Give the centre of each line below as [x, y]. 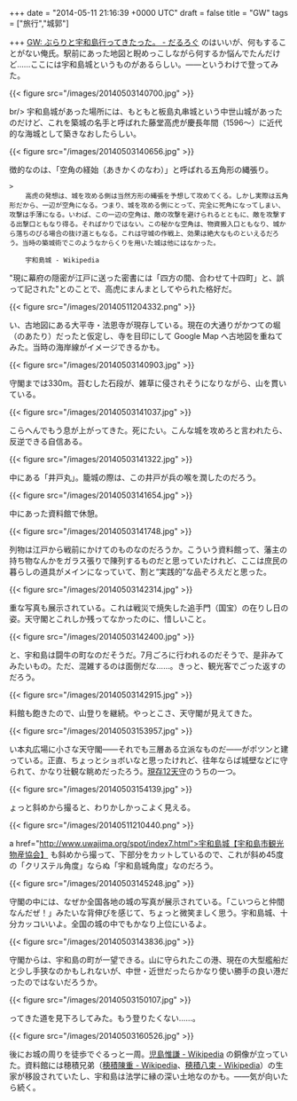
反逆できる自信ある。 [48, 441]
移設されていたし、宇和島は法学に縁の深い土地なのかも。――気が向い [152, 1076]
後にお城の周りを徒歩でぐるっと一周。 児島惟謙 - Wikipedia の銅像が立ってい [148, 1054]
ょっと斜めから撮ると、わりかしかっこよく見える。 [102, 807]
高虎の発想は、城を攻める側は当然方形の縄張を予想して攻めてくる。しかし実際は [150, 196]
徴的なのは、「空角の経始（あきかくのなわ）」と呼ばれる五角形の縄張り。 [141, 169]
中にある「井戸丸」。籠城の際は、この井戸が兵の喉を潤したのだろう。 [135, 477]
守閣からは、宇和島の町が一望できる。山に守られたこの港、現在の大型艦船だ [149, 960]
